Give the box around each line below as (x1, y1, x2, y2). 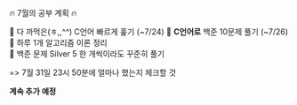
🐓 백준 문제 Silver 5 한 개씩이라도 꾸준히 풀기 (9, 49, 165, 59)
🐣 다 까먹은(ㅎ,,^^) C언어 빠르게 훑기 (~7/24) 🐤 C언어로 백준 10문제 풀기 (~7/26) (9, 26, 289, 37)
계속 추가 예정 (9, 86, 56, 96)
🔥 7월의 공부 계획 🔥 (9, 8, 77, 18)
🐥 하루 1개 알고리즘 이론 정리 (9, 38, 108, 48)
